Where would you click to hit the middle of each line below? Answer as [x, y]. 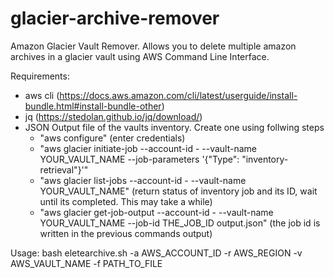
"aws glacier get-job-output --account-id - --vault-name [156, 212]
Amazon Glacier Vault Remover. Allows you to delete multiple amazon [153, 46]
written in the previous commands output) [126, 233]
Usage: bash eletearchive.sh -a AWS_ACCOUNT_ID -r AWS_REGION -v [156, 253]
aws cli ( [42, 95]
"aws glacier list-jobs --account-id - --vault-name [143, 180]
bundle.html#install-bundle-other [93, 106]
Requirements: [40, 76]
